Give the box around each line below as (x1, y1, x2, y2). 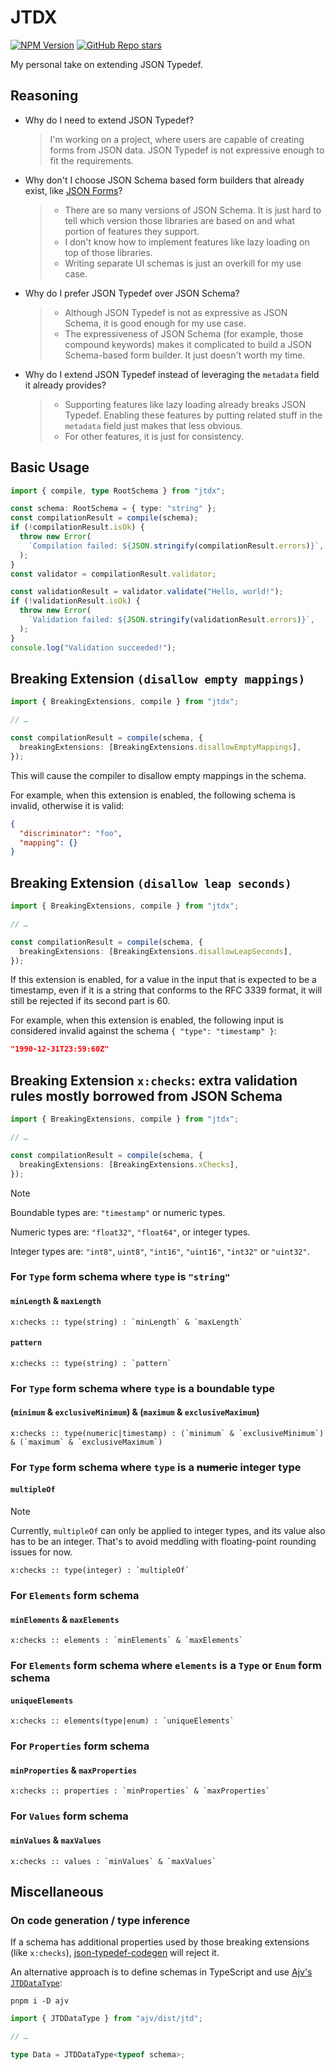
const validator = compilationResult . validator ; (10, 569, 217, 579)
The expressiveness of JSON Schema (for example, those (64, 327, 304, 340)
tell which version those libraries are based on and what (64, 214, 296, 226)
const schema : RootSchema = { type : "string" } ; (10, 504, 217, 514)
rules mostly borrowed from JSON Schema (10, 1087, 283, 1105)
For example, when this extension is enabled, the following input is (10, 1014, 284, 1026)
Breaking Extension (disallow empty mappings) (10, 670, 306, 687)
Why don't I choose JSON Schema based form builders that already (24, 174, 305, 186)
